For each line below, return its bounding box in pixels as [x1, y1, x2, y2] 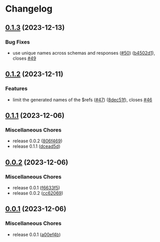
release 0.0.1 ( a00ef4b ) [12, 231, 61, 237]
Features [5, 85, 28, 92]
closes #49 [12, 55, 36, 61]
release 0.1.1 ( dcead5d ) [12, 143, 61, 149]
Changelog [5, 3, 53, 15]
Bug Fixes [5, 38, 30, 46]
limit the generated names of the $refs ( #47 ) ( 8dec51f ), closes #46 [12, 97, 152, 103]
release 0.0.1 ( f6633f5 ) [12, 184, 60, 190]
